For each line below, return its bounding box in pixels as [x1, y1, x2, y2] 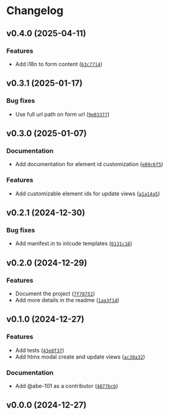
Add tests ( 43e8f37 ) [15, 346, 64, 354]
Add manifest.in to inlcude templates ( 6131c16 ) [15, 240, 133, 247]
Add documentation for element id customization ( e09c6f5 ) [15, 161, 163, 168]
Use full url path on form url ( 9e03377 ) [15, 110, 110, 118]
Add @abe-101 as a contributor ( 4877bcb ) [15, 382, 118, 389]
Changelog [6, 4, 64, 18]
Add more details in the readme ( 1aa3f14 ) [15, 296, 119, 303]
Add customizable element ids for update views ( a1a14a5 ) [15, 189, 160, 197]
